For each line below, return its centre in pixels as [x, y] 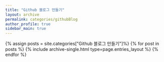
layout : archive [22, 15]
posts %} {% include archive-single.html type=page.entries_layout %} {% [82, 49]
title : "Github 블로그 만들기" [35, 10]
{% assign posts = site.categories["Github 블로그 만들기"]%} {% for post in [82, 44]
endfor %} [16, 55]
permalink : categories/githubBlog [42, 19]
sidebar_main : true [26, 29]
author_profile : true [28, 24]
